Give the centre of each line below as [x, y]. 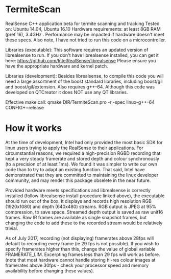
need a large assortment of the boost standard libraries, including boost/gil [84, 81]
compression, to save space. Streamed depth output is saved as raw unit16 [84, 212]
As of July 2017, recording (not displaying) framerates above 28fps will [80, 238]
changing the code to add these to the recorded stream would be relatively [84, 223]
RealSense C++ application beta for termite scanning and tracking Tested [82, 24]
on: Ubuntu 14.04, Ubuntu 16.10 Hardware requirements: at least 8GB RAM [83, 29]
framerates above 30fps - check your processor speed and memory [77, 265]
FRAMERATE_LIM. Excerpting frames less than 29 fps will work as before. [83, 254]
